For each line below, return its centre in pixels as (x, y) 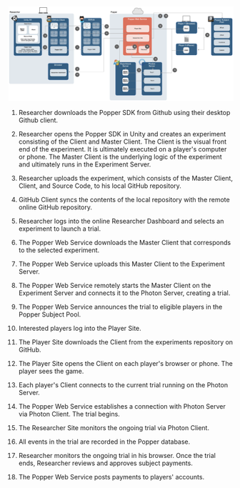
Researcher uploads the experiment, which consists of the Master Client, (125, 179)
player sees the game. (51, 372)
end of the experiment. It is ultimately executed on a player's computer (122, 149)
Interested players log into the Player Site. (80, 329)
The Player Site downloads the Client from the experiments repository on (126, 342)
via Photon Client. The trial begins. (69, 414)
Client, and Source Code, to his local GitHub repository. (100, 186)
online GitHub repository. (55, 207)
